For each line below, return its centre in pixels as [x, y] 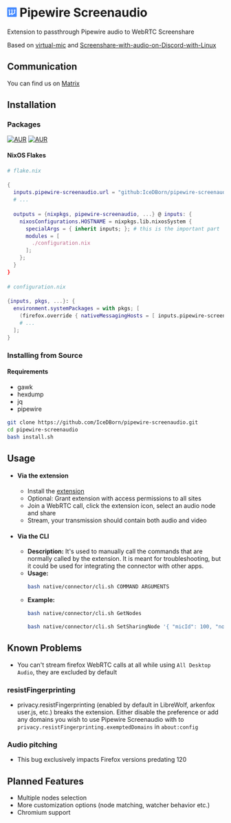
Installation [32, 105]
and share [42, 513]
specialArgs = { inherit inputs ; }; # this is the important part [122, 228]
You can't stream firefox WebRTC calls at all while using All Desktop [114, 665]
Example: [41, 600]
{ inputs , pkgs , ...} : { [41, 301]
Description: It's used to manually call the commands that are [115, 551]
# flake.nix [24, 171]
